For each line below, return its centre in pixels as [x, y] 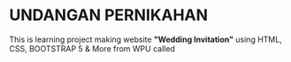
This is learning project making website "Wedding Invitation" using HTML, [146, 39]
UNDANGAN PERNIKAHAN [109, 15]
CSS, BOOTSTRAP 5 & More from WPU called [92, 48]
